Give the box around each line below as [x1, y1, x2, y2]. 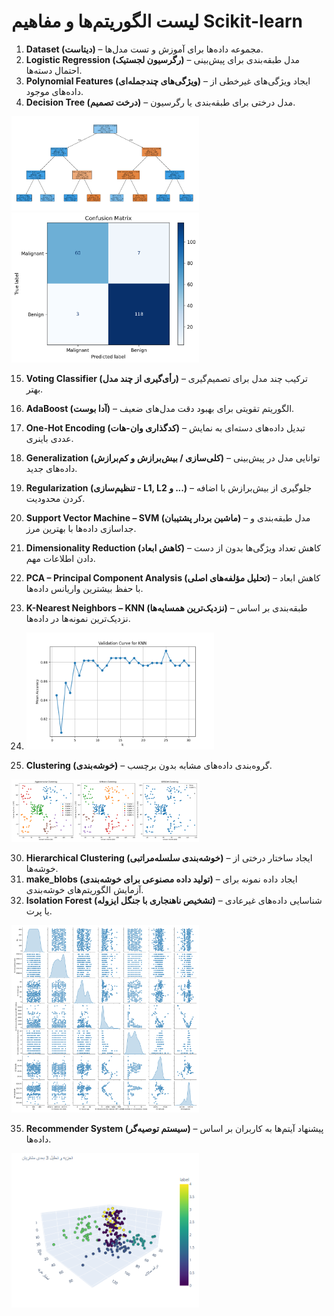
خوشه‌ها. [25, 863, 59, 875]
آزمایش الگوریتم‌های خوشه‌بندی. [25, 884, 144, 896]
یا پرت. [25, 905, 53, 917]
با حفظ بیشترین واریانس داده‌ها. [25, 582, 144, 594]
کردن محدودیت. [25, 492, 86, 504]
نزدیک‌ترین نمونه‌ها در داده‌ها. [25, 612, 131, 624]
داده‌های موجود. [25, 85, 84, 97]
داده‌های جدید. [25, 462, 78, 474]
